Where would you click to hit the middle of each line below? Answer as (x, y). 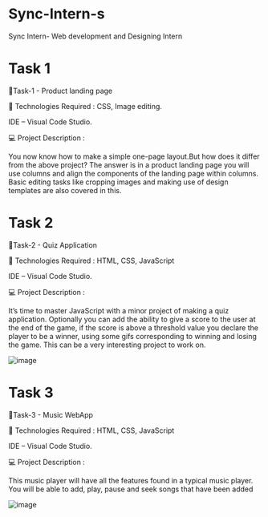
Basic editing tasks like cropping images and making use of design (118, 182)
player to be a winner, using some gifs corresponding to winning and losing (132, 336)
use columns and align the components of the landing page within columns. (134, 173)
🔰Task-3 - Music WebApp (51, 414)
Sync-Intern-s (57, 14)
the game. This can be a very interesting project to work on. (107, 345)
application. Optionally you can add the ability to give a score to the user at (132, 319)
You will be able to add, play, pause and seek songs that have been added (131, 489)
